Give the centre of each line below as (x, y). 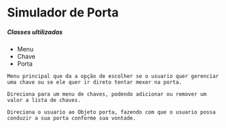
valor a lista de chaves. (44, 101)
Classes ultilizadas (35, 31)
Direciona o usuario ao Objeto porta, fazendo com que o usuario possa (111, 112)
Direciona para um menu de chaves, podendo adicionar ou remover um (107, 94)
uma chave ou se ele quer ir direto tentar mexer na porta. (95, 82)
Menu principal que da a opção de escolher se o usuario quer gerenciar (113, 77)
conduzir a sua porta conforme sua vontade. (72, 118)
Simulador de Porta (63, 13)
